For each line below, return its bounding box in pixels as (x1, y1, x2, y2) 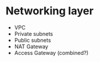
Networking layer (5, 4, 94, 18)
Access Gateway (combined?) (14, 49, 89, 56)
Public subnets (14, 36, 51, 44)
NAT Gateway (14, 43, 49, 50)
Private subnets (14, 30, 53, 37)
